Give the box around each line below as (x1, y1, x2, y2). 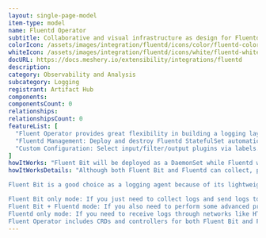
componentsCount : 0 (8, 100, 73, 108)
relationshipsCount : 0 (8, 115, 83, 123)
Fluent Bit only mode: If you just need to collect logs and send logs (8, 195, 249, 203)
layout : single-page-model (8, 11, 97, 20)
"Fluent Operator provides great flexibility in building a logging (15, 129, 246, 137)
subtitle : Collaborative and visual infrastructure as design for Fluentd (8, 33, 260, 42)
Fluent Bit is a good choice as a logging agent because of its (8, 181, 225, 189)
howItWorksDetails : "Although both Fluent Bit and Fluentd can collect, (8, 167, 253, 175)
